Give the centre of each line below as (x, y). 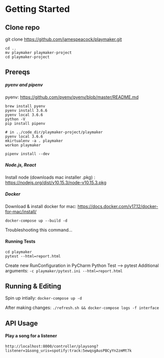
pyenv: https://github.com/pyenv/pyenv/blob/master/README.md (72, 97)
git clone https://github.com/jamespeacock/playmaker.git (64, 39)
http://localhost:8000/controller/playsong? (52, 346)
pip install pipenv (25, 124)
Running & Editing (33, 286)
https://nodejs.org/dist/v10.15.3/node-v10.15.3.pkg (56, 183)
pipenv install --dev (27, 154)
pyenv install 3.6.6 (27, 111)
